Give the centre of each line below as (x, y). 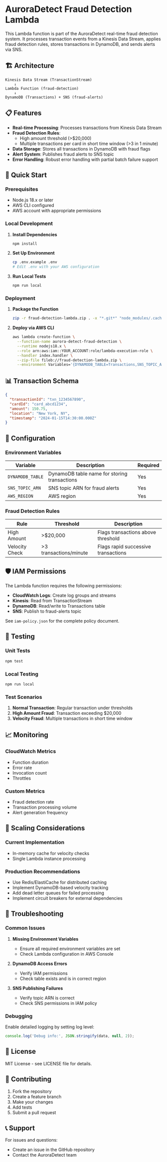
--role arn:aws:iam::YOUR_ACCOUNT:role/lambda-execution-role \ (85, 351)
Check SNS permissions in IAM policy (58, 1003)
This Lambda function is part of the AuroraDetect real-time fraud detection (82, 33)
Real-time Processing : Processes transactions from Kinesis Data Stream (87, 128)
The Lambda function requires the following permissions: (64, 586)
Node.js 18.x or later (33, 200)
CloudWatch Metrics (31, 751)
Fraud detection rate (33, 802)
